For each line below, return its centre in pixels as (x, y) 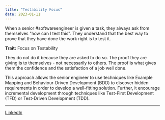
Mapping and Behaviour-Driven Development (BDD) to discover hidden (77, 83)
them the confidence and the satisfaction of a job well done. (66, 68)
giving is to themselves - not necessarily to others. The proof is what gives (81, 63)
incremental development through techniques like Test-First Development (80, 93)
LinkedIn (14, 112)
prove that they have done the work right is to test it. (58, 38)
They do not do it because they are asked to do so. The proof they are (76, 57)
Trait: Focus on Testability (31, 48)
